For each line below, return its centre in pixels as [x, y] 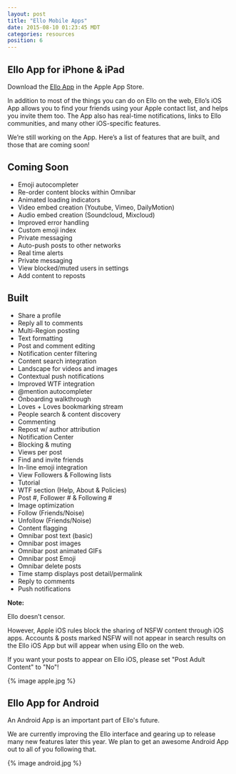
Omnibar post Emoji [47, 558]
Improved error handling [53, 222]
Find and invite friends [51, 460]
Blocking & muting [44, 445]
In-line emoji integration [52, 467]
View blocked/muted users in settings [73, 268]
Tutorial [29, 482]
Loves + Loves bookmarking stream [70, 406]
